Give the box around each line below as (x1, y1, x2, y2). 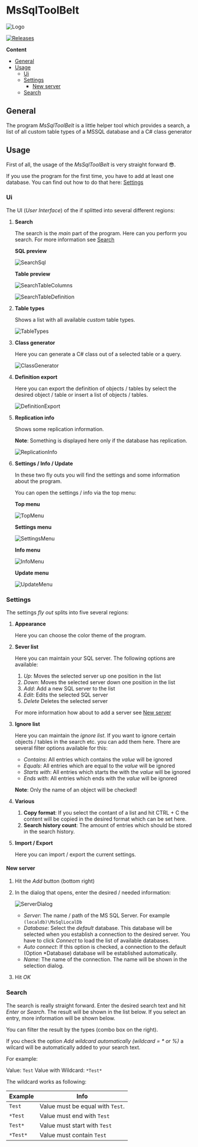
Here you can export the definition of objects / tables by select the (14, 385, 177, 392)
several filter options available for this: (14, 744, 108, 751)
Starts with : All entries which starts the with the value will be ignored (23, 769, 191, 776)
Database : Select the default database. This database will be (23, 925, 173, 932)
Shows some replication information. (14, 425, 105, 432)
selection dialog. (23, 962, 64, 970)
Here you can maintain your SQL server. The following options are (14, 654, 176, 662)
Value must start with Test (39, 1121, 112, 1129)
